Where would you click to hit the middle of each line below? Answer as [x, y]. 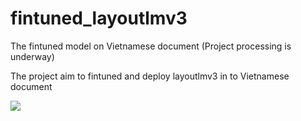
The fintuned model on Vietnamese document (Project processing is [151, 46]
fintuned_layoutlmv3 [99, 18]
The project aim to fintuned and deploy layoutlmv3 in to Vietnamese [150, 76]
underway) [32, 56]
